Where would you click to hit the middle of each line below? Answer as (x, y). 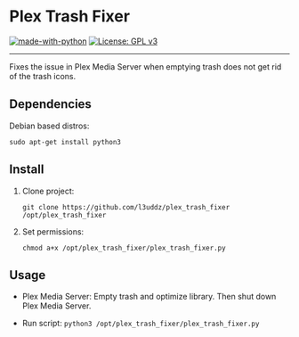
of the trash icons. (43, 76)
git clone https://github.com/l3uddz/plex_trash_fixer (126, 207)
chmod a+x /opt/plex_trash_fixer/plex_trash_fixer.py (124, 248)
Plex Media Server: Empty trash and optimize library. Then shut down (149, 297)
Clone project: (48, 191)
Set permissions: (53, 231)
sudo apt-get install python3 (65, 142)
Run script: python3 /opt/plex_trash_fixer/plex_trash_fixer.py (141, 324)
